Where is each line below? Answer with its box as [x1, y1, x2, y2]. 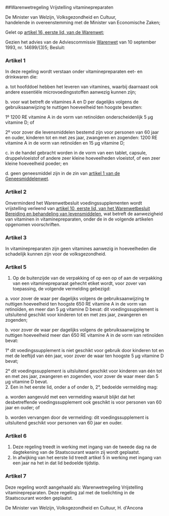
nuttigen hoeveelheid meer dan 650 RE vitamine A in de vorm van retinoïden [5, 332, 164, 338]
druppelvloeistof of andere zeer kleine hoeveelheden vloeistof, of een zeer [5, 155, 160, 161]
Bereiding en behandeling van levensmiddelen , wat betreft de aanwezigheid [5, 210, 163, 217]
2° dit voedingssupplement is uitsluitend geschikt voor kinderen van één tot [5, 368, 162, 374]
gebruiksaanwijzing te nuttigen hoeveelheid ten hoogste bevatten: [5, 104, 143, 110]
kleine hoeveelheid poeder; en [5, 160, 68, 166]
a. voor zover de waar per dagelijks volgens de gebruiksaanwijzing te [5, 295, 149, 302]
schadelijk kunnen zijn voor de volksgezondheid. [5, 250, 107, 257]
